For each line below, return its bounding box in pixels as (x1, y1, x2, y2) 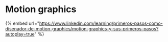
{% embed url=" (5, 20, 40, 26)
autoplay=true (5, 31, 35, 37)
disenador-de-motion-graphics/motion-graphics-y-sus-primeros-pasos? (5, 25, 159, 31)
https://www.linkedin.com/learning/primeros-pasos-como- (39, 20, 163, 26)
